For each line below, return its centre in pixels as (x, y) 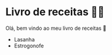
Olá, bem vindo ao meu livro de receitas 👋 (56, 28)
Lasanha (24, 39)
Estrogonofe (29, 46)
